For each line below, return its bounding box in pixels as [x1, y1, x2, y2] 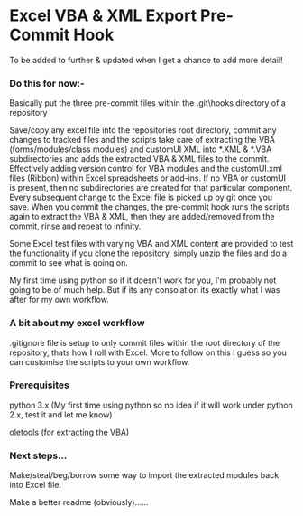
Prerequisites [9, 379, 69, 391]
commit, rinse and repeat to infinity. [9, 220, 142, 231]
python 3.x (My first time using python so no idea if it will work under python [9, 399, 293, 410]
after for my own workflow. [9, 295, 110, 305]
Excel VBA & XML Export [9, 5, 197, 26]
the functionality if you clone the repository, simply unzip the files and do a [9, 248, 287, 258]
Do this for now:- [9, 77, 86, 89]
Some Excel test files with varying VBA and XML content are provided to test [9, 239, 294, 249]
